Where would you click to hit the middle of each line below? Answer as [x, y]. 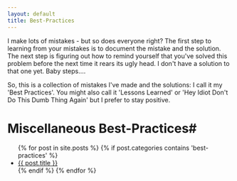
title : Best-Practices [41, 21]
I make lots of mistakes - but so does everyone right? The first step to [110, 40]
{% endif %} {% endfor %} [57, 170]
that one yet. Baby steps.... [47, 71]
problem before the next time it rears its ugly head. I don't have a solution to [118, 63]
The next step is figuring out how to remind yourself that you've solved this [117, 56]
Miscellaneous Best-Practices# [102, 128]
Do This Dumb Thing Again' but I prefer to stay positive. [89, 99]
